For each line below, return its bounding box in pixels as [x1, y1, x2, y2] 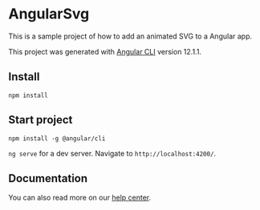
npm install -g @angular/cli [8, 134, 106, 143]
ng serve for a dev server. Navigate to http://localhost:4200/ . [8, 148, 217, 158]
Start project [8, 113, 73, 127]
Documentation [8, 172, 88, 185]
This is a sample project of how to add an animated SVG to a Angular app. [8, 31, 253, 41]
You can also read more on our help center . [8, 193, 152, 203]
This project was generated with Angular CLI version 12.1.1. [8, 46, 202, 56]
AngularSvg [8, 5, 90, 23]
